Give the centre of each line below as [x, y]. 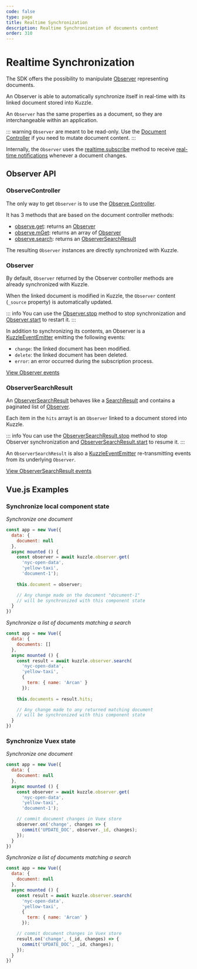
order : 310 [19, 33]
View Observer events [33, 373]
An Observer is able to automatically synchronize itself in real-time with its [96, 96]
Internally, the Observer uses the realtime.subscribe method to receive [91, 149]
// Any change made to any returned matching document [85, 710]
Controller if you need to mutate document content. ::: [71, 138]
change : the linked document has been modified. [72, 349]
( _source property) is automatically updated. [60, 302]
